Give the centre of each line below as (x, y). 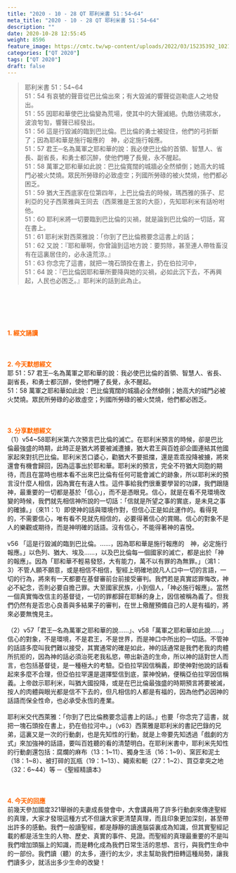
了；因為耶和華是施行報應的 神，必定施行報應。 (95, 140)
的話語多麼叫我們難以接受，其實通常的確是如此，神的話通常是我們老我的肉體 (118, 647)
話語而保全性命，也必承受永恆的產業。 (63, 700)
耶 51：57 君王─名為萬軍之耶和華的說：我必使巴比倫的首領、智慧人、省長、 (117, 373)
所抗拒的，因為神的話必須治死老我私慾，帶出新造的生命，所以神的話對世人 (115, 656)
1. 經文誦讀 (23, 333)
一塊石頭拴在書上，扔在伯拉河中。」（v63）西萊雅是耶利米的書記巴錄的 (114, 725)
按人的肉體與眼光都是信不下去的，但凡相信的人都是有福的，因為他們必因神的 (118, 692)
